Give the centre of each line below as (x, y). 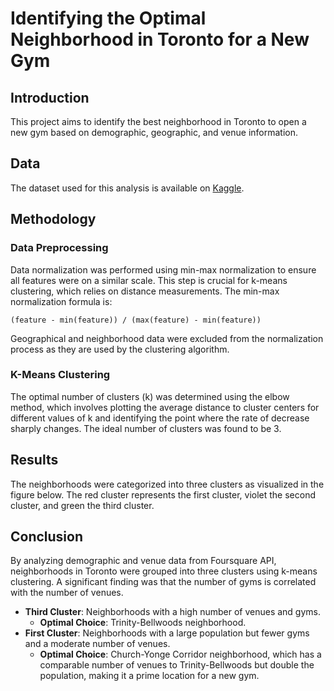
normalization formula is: (61, 301)
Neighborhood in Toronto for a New (160, 39)
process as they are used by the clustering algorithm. (120, 349)
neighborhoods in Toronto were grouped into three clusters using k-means (164, 571)
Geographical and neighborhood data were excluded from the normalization (167, 338)
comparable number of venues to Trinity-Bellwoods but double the (177, 665)
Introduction (50, 97)
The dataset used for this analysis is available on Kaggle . (127, 188)
